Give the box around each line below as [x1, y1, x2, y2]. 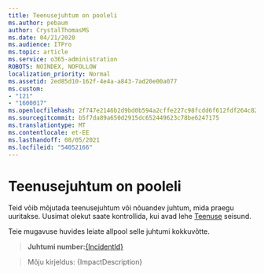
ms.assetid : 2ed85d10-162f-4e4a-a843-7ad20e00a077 [8, 77, 178, 85]
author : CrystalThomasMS [8, 26, 90, 34]
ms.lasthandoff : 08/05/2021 [8, 135, 101, 144]
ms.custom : [8, 84, 44, 93]
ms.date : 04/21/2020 [8, 33, 76, 42]
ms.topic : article [8, 48, 68, 56]
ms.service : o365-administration [8, 56, 118, 64]
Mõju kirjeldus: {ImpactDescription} [27, 257, 143, 267]
